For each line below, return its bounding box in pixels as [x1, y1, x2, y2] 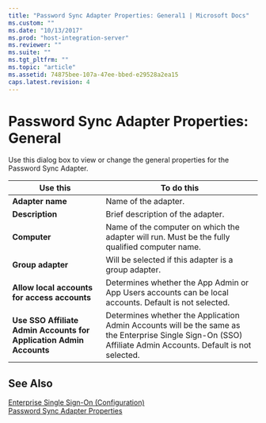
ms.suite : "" [8, 48, 51, 56]
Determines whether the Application [105, 310, 240, 321]
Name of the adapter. [105, 196, 185, 207]
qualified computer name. [105, 241, 202, 252]
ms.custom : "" [8, 19, 55, 27]
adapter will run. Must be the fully [105, 232, 230, 243]
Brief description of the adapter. [105, 209, 225, 220]
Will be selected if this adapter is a [105, 255, 234, 266]
